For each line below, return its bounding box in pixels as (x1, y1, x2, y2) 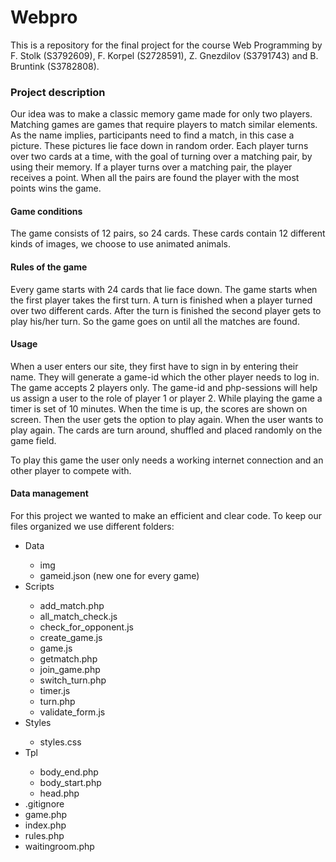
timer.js (39, 685, 71, 697)
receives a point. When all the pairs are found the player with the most (10, 172, 300, 184)
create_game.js (39, 632, 103, 644)
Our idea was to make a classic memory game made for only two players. (10, 108, 313, 120)
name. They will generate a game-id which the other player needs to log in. (10, 371, 320, 383)
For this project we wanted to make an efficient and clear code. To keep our (10, 510, 323, 522)
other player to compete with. (10, 464, 132, 476)
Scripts (24, 581, 55, 593)
